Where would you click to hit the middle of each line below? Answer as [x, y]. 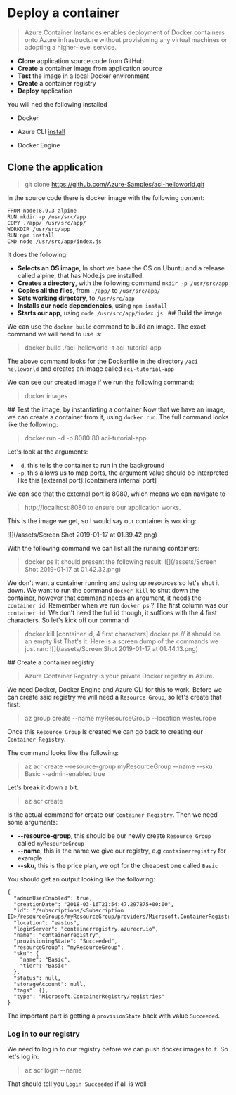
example [30, 858]
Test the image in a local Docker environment [83, 76]
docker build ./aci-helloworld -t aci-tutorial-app [93, 347]
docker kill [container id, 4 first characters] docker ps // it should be [123, 634]
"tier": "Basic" [44, 966]
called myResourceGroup [51, 843]
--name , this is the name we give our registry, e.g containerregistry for [122, 851]
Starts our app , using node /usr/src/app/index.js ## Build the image [120, 313]
